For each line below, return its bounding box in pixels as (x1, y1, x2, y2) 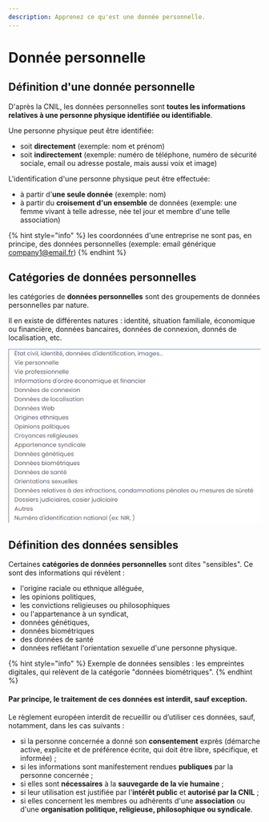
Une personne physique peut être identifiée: (8, 125, 155, 136)
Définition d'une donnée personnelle (8, 80, 195, 94)
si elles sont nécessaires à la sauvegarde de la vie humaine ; (19, 779, 224, 788)
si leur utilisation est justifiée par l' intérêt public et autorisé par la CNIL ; (19, 787, 259, 797)
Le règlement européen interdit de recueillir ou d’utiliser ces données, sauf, (8, 712, 256, 722)
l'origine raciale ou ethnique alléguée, (19, 584, 144, 593)
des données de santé (19, 634, 94, 645)
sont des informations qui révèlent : (8, 568, 126, 577)
